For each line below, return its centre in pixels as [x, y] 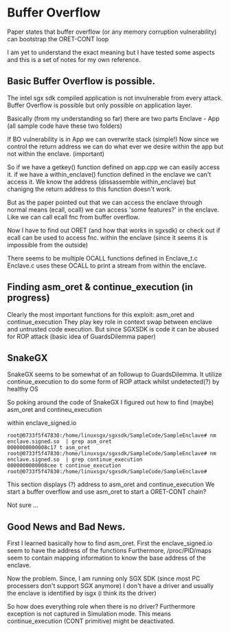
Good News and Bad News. [66, 526]
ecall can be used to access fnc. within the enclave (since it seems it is [107, 237]
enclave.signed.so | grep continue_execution [75, 460]
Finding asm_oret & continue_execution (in [100, 287]
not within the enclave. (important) [56, 153]
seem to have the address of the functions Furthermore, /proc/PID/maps [109, 551]
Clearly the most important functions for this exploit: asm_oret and [101, 314]
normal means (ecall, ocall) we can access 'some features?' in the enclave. [113, 209]
